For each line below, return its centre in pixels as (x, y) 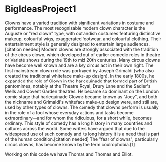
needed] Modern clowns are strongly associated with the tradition (90, 49)
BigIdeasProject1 (41, 9)
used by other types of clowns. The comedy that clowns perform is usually (82, 107)
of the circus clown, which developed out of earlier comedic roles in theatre (83, 54)
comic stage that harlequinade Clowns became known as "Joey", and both (81, 97)
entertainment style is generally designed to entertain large (66, 44)
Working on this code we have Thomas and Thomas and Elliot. (69, 154)
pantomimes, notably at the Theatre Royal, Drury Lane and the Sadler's (78, 86)
